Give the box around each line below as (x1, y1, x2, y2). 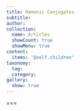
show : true (12, 83, 39, 89)
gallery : (6, 77, 28, 83)
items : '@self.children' (12, 54, 75, 60)
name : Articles (12, 32, 50, 38)
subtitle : (6, 15, 32, 21)
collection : (6, 26, 36, 32)
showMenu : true (12, 43, 50, 49)
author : (6, 20, 26, 26)
